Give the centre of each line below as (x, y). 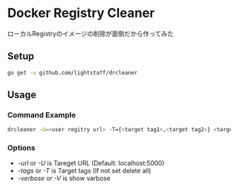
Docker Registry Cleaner (81, 13)
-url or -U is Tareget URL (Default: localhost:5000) (91, 163)
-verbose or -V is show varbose (64, 178)
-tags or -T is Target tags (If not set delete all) (84, 171)
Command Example (42, 115)
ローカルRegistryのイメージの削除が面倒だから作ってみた (91, 33)
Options (21, 148)
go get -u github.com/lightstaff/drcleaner (73, 72)
